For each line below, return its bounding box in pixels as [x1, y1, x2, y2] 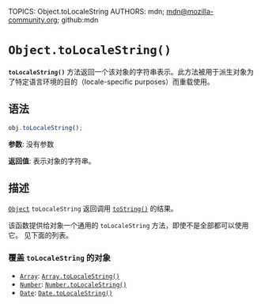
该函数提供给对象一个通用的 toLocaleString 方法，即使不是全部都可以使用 [8, 221, 249, 231]
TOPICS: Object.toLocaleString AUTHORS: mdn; [8, 7, 165, 16]
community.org [8, 15, 58, 25]
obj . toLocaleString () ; [8, 124, 83, 132]
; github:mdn [57, 15, 99, 25]
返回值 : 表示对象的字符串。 [8, 156, 96, 166]
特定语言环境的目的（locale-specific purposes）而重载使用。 [14, 77, 215, 86]
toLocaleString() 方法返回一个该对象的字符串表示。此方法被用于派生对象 [8, 67, 248, 76]
